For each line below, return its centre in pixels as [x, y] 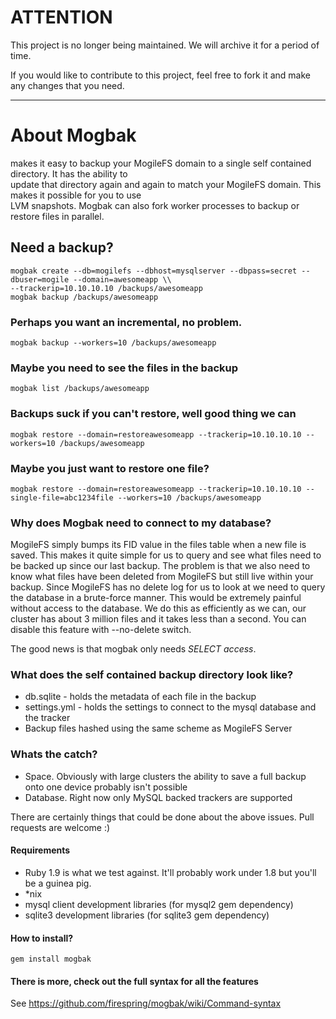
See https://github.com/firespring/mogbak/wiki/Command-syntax [146, 1003]
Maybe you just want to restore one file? [110, 468]
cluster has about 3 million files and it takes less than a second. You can [158, 619]
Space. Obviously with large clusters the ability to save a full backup [165, 776]
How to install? [42, 938]
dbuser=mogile [40, 279]
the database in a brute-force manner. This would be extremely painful [156, 598]
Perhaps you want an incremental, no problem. [126, 322]
